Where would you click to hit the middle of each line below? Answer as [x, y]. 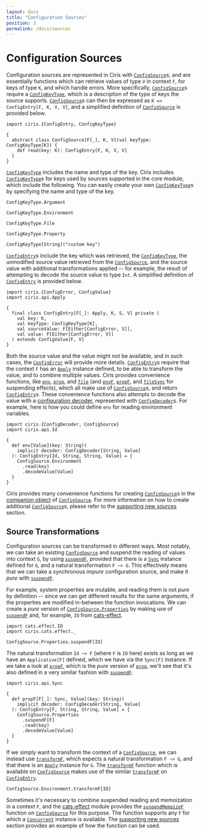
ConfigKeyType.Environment [40, 213]
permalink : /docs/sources [38, 29]
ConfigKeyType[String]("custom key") [53, 245]
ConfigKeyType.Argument [36, 203]
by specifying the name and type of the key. [61, 191]
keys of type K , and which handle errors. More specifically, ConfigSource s [97, 88]
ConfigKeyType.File [31, 224]
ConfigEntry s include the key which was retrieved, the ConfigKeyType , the [97, 255]
